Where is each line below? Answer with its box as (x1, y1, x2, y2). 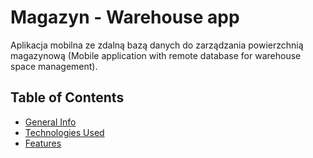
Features (24, 137, 62, 149)
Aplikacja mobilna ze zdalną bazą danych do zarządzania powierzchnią (10, 39, 304, 51)
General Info (24, 116, 77, 128)
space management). (10, 60, 98, 72)
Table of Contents (10, 89, 125, 106)
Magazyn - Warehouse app (10, 6, 240, 29)
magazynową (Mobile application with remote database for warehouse (10, 49, 302, 61)
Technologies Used (24, 126, 105, 138)
